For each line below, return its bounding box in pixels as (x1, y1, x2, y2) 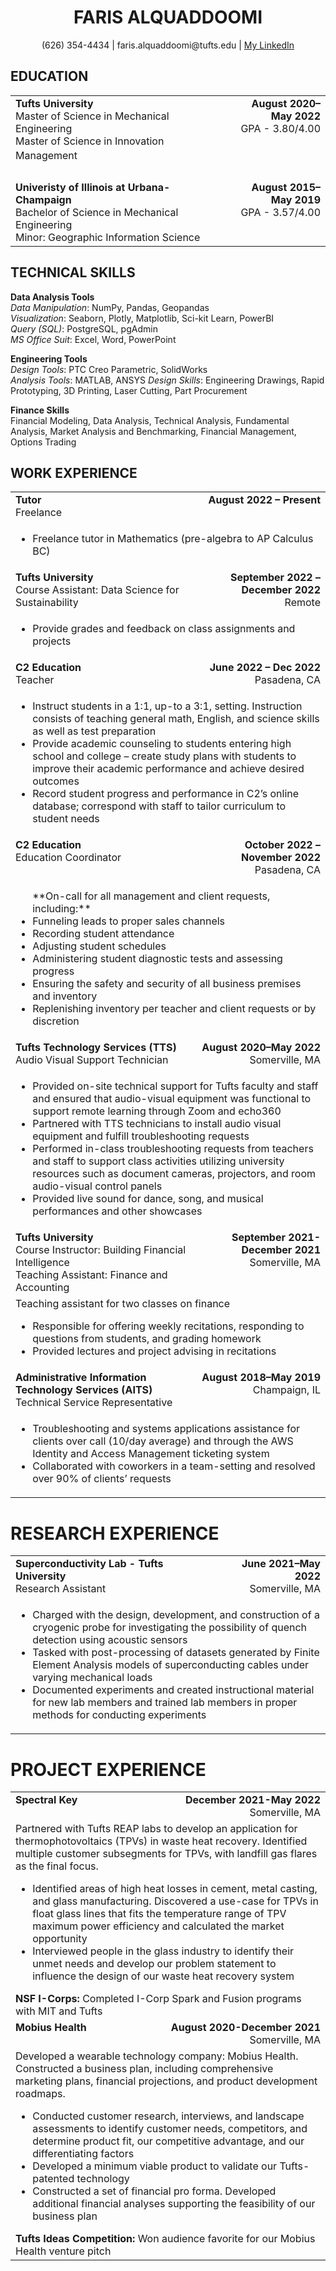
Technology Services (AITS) (15, 1383, 153, 1397)
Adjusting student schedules (32, 939, 167, 953)
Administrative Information (15, 1371, 147, 1385)
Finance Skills (10, 404, 70, 416)
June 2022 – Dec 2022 (209, 661, 321, 675)
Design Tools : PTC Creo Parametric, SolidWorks (10, 363, 208, 375)
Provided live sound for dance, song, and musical (32, 1192, 264, 1206)
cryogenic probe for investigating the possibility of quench (32, 1621, 308, 1635)
